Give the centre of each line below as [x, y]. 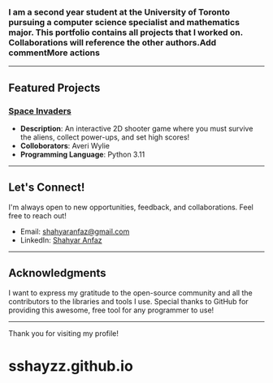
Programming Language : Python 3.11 [82, 154]
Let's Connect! [47, 188]
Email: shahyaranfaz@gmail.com [75, 231]
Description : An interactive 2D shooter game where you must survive [136, 128]
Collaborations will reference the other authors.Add [113, 42]
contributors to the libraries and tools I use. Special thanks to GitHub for [129, 301]
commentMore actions [54, 53]
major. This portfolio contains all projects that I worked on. [126, 32]
